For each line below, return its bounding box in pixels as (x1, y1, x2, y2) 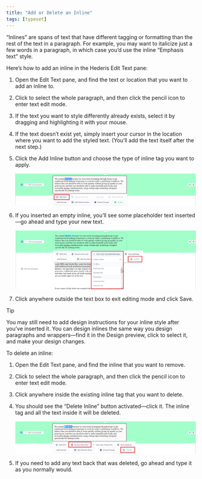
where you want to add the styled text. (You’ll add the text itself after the (14, 136, 194, 144)
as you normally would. (14, 466, 73, 473)
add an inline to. (14, 82, 55, 90)
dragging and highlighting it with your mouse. (14, 118, 127, 126)
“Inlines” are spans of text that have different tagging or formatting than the (6, 33, 193, 40)
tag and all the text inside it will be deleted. (14, 409, 121, 416)
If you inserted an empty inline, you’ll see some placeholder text (14, 211, 174, 219)
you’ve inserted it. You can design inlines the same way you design (6, 325, 173, 332)
